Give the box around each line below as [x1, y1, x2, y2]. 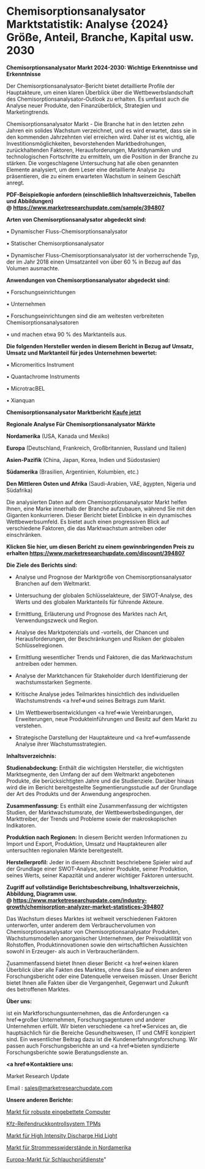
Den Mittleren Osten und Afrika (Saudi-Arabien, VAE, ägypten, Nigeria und [6, 480, 196, 487]
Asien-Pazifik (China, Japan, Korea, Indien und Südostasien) [6, 456, 160, 463]
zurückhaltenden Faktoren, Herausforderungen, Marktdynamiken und [6, 146, 182, 154]
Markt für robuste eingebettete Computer [6, 1108, 111, 1116]
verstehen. [15, 722, 43, 729]
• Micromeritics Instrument [6, 361, 75, 368]
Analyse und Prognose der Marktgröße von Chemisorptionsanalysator [15, 573, 192, 581]
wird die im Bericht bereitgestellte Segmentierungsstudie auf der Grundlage [6, 783, 197, 791]
